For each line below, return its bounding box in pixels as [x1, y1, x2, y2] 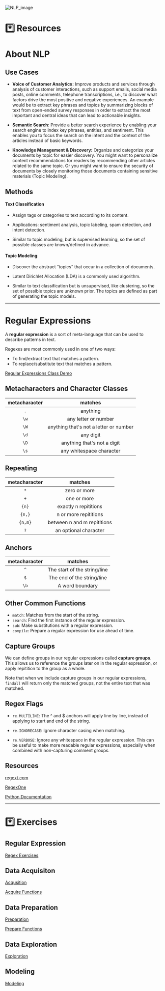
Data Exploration [5, 940, 57, 948]
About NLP [5, 49, 50, 60]
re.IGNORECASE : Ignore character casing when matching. [12, 727, 125, 733]
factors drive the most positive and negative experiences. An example [12, 97, 154, 103]
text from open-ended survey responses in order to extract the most [12, 107, 151, 113]
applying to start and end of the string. [12, 718, 90, 724]
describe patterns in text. [5, 337, 56, 342]
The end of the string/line [48, 574, 107, 581]
